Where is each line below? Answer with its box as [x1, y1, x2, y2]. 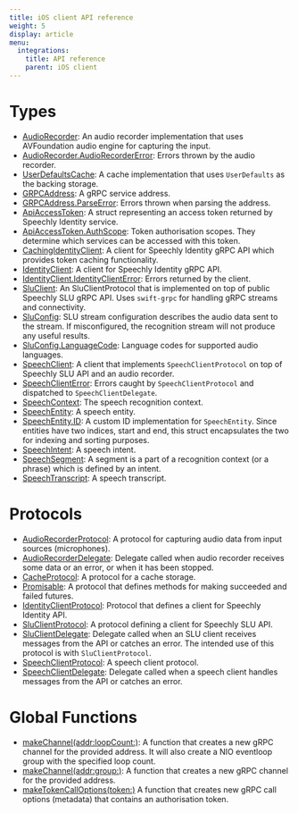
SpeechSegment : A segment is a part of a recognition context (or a [21, 453, 269, 465]
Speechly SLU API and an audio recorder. [21, 368, 175, 379]
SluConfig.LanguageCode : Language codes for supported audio [21, 339, 259, 350]
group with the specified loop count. [21, 756, 156, 767]
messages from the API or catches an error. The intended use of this [21, 638, 275, 649]
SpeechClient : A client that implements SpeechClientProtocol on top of [21, 358, 283, 369]
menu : [9, 38, 29, 47]
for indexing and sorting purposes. [21, 434, 150, 445]
